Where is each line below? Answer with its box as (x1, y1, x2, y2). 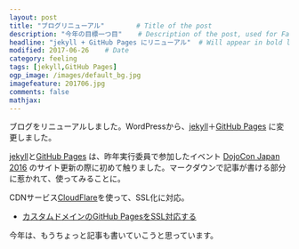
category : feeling (9, 54, 77, 63)
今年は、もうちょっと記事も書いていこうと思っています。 (9, 230, 219, 241)
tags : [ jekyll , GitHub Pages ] (9, 63, 117, 72)
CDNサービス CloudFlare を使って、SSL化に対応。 (9, 192, 190, 203)
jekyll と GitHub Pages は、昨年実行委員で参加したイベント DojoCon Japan (9, 151, 280, 162)
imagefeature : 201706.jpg (9, 79, 105, 88)
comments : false (9, 87, 69, 96)
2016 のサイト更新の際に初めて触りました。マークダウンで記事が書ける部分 (9, 162, 287, 173)
